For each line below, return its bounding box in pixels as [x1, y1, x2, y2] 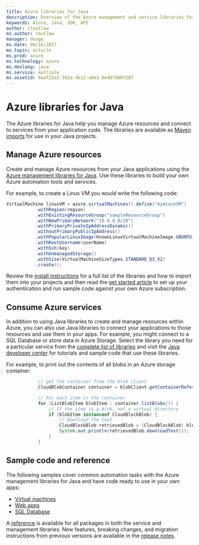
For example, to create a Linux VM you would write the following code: [6, 189, 178, 196]
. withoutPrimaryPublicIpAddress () [35, 229, 120, 235]
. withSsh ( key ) [35, 245, 70, 251]
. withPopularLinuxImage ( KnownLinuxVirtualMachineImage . [35, 234, 176, 240]
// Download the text [59, 417, 113, 423]
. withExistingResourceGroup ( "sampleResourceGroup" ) [35, 212, 166, 218]
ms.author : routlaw [6, 31, 54, 37]
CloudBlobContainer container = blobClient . [37, 384, 150, 390]
